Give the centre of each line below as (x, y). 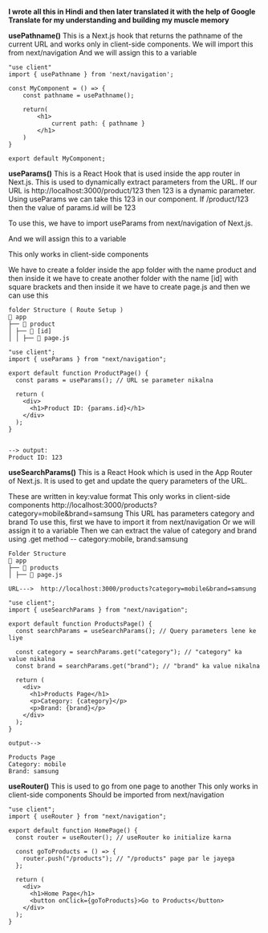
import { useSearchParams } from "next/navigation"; (98, 610)
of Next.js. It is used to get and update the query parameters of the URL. (128, 481)
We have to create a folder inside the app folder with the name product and (132, 270)
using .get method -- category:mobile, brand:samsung (98, 539)
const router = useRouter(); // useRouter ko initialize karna (123, 838)
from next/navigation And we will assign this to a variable (103, 53)
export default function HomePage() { (73, 830)
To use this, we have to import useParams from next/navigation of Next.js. (131, 223)
